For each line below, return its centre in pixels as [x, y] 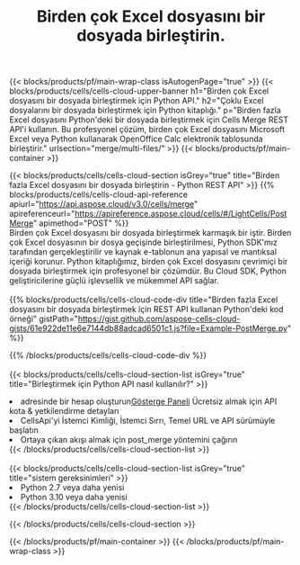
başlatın [24, 430]
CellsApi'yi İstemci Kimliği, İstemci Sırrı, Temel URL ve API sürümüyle [148, 421]
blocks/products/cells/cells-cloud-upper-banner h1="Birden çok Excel [139, 91]
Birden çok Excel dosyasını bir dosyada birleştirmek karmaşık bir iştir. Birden [150, 233]
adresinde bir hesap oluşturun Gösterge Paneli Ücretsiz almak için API [149, 401]
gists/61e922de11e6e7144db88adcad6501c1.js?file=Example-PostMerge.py [149, 328]
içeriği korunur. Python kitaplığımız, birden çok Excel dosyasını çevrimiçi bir [149, 262]
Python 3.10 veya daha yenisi [74, 498]
